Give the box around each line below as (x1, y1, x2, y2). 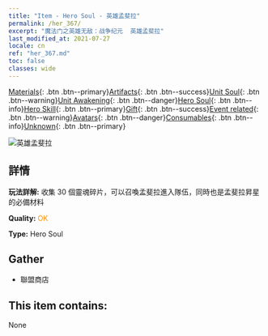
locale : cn (8, 42, 45, 50)
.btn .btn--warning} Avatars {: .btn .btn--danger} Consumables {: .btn (8, 113, 232, 122)
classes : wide (8, 65, 57, 73)
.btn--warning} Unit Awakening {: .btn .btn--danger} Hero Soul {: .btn (8, 95, 232, 105)
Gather (8, 252, 45, 266)
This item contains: (8, 299, 108, 313)
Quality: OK (8, 213, 49, 223)
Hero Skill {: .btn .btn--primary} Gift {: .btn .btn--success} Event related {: (23, 104, 259, 113)
